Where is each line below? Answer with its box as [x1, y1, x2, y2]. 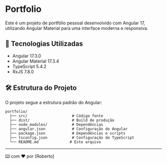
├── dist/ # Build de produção [9, 118, 114, 123]
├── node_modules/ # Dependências [9, 122, 103, 127]
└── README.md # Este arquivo [9, 139, 101, 145]
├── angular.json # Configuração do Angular [9, 126, 128, 131]
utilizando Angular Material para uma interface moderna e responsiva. [5, 25, 149, 31]
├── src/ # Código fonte [9, 113, 103, 118]
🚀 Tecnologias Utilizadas [5, 40, 83, 48]
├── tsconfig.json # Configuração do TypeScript [9, 135, 135, 140]
